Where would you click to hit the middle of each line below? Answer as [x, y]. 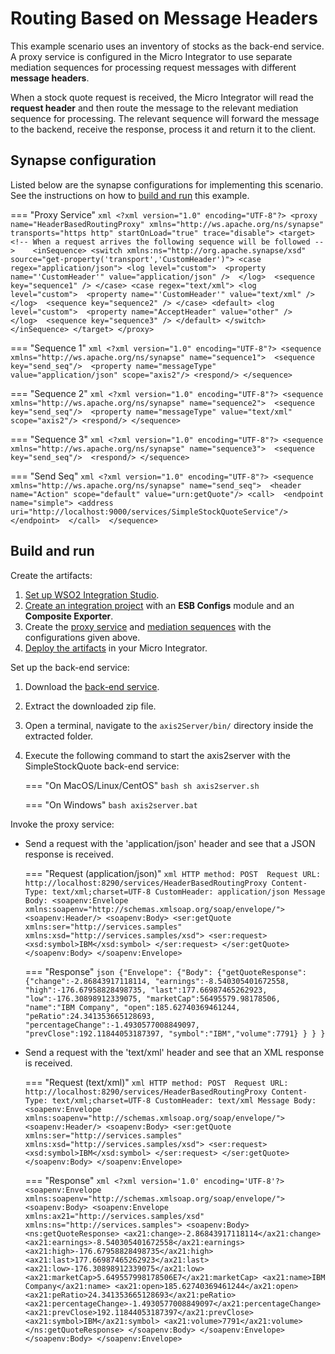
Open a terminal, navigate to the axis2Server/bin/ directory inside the [169, 725]
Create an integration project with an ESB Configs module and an [159, 605]
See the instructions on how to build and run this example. [130, 195]
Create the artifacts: [51, 575]
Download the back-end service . [92, 686]
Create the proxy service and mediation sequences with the [148, 626]
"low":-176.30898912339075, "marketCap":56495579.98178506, [152, 998]
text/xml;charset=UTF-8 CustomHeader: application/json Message [188, 892]
